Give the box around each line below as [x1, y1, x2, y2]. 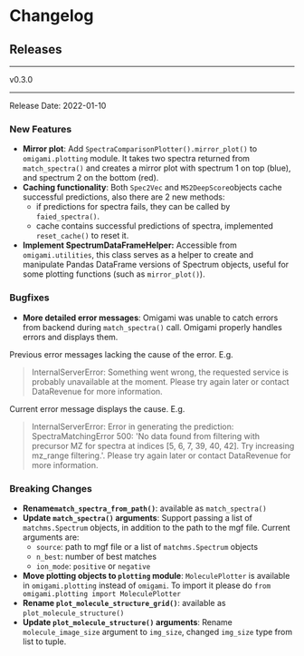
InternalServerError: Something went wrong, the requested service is [31, 367, 290, 377]
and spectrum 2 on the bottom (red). [22, 172, 159, 183]
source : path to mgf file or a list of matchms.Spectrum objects [35, 541, 259, 552]
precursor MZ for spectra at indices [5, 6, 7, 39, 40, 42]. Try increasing [31, 440, 295, 451]
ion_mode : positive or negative [35, 560, 151, 572]
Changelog [9, 5, 94, 26]
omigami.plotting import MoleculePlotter [22, 589, 181, 599]
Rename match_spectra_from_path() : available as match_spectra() [22, 503, 267, 514]
